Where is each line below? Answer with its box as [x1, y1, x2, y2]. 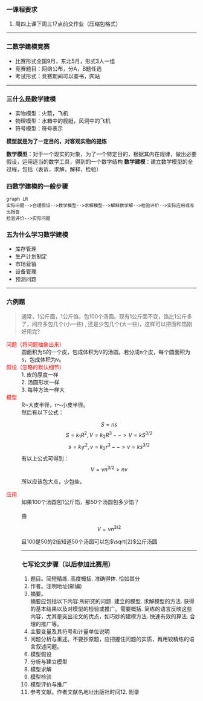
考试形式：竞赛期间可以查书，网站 [14, 73, 100, 80]
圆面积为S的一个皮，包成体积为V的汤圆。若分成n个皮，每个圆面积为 [21, 348, 190, 355]
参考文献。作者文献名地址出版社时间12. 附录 [30, 688, 140, 696]
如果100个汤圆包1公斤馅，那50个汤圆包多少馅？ [21, 499, 140, 506]
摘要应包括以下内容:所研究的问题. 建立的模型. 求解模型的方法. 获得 [30, 598, 195, 605]
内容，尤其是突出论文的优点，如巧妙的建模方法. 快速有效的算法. [30, 613, 188, 620]
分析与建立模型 [30, 658, 68, 665]
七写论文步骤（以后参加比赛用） [21, 560, 115, 569]
